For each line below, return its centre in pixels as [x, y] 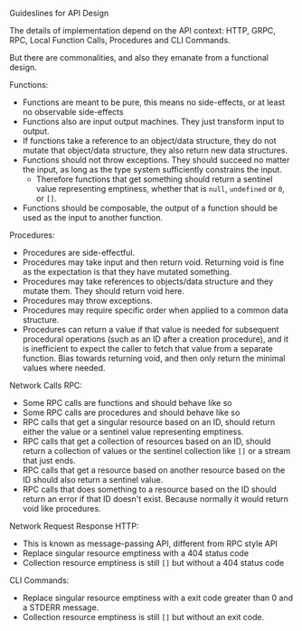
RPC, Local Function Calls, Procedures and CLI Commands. [120, 40]
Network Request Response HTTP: [74, 526]
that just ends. [49, 461]
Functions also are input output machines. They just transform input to [153, 122]
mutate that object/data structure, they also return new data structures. [155, 150]
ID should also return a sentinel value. [93, 480]
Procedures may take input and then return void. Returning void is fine [153, 262]
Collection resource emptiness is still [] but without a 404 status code [153, 563]
